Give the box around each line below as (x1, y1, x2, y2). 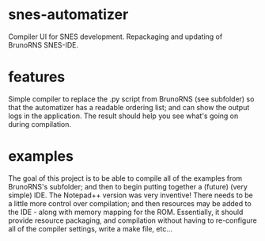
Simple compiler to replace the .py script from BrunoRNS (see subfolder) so (8, 94, 255, 104)
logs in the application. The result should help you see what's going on (8, 111, 239, 120)
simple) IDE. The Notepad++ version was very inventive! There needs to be (8, 190, 253, 200)
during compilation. (8, 119, 71, 128)
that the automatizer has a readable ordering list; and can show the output (8, 102, 250, 112)
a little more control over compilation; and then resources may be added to (8, 198, 252, 208)
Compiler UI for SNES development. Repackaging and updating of (8, 32, 223, 41)
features (8, 68, 66, 86)
